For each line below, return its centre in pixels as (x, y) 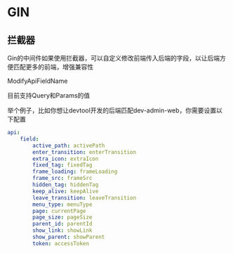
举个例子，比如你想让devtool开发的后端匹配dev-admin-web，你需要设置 (112, 110)
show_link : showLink (62, 231)
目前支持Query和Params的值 (49, 95)
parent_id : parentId (62, 224)
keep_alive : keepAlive (66, 191)
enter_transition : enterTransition (85, 152)
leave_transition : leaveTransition (85, 197)
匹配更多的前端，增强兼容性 (53, 67)
